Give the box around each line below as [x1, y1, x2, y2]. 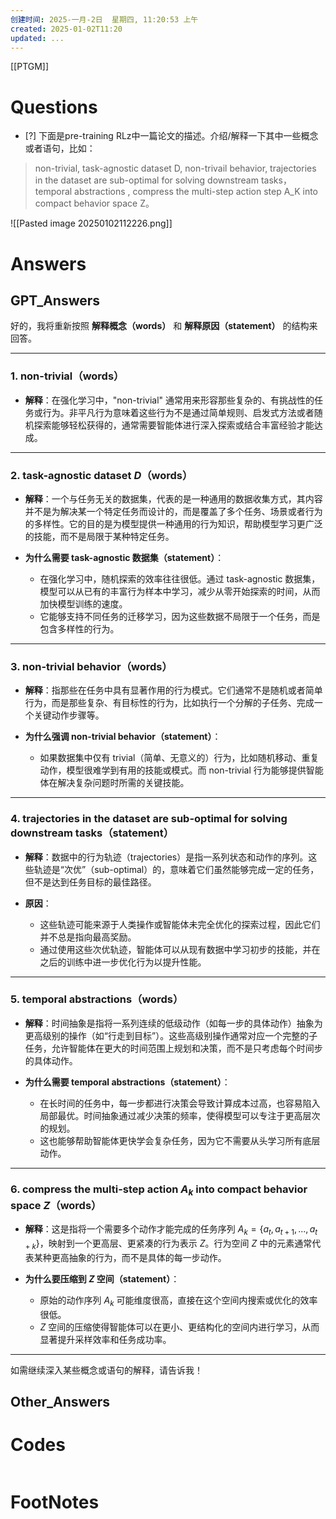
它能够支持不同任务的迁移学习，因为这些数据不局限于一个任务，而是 [39, 610, 321, 622]
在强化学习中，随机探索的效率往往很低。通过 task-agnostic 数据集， [39, 572, 321, 585]
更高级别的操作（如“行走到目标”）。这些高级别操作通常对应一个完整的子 [24, 1029, 318, 1041]
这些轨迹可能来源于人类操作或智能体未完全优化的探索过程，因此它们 [39, 918, 321, 930]
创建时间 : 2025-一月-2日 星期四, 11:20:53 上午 [10, 14, 199, 25]
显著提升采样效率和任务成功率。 [39, 1333, 172, 1345]
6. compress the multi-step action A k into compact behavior [10, 1182, 308, 1198]
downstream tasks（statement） [10, 826, 175, 840]
